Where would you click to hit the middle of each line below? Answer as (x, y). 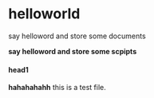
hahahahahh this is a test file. (57, 88)
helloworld (44, 14)
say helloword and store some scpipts (73, 51)
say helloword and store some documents (77, 36)
